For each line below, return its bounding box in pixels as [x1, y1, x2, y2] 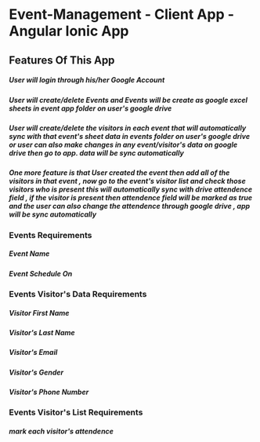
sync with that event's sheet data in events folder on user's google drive [9, 131, 251, 141]
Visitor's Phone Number [9, 387, 89, 397]
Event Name [9, 249, 50, 258]
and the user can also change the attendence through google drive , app [9, 202, 251, 211]
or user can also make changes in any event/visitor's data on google [9, 140, 238, 149]
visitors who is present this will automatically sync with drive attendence [9, 184, 253, 194]
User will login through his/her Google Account [9, 75, 165, 85]
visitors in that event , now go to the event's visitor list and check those [9, 177, 246, 186]
